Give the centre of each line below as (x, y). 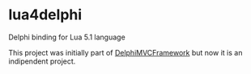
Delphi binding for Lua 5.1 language (67, 37)
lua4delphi (45, 15)
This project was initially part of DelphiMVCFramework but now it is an (125, 52)
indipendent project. (42, 61)
